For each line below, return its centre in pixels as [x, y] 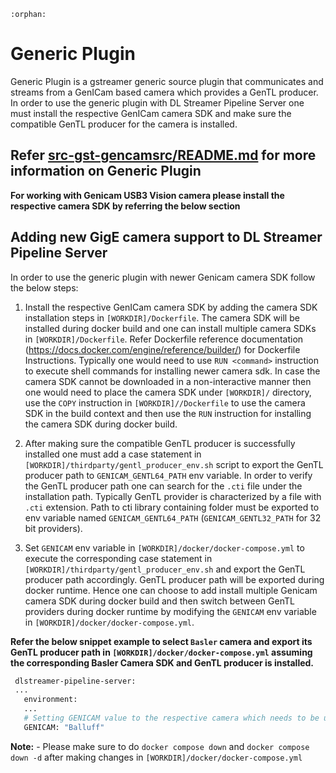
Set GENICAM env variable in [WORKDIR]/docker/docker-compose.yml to [164, 547]
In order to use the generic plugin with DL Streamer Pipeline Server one [157, 102]
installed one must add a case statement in [113, 454]
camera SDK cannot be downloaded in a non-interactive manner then [168, 381]
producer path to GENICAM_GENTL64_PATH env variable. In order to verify [168, 475]
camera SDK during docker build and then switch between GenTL [159, 601]
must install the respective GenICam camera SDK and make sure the [151, 113]
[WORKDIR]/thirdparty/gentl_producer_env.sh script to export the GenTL [174, 464]
